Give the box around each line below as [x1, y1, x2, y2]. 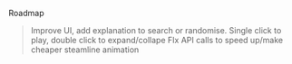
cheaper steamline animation [30, 44, 140, 55]
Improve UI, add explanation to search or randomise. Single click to [30, 25, 282, 35]
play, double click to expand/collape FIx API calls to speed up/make [30, 35, 283, 45]
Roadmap [8, 8, 44, 18]
